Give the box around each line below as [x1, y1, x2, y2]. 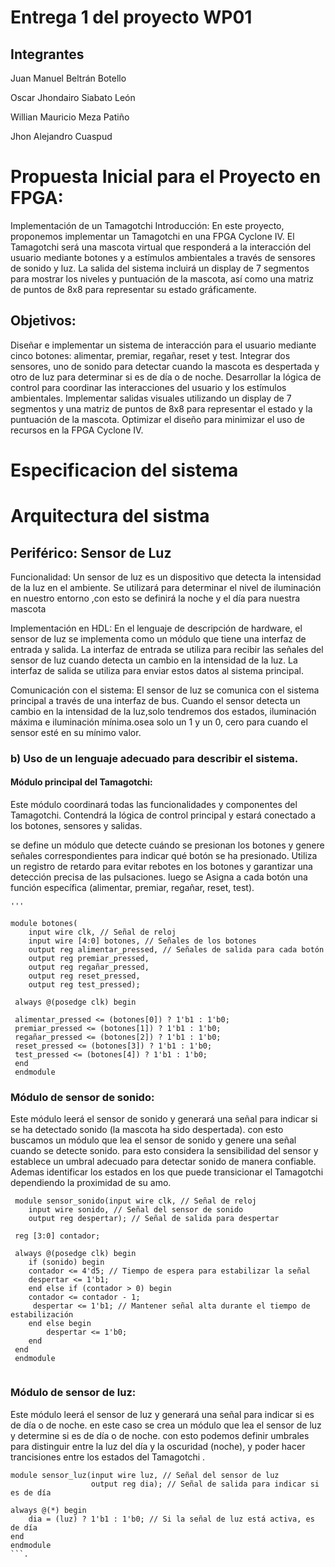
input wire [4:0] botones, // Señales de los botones [28, 936, 257, 946]
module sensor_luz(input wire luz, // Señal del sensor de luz [10, 1470, 280, 1480]
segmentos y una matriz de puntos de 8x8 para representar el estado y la [10, 402, 313, 415]
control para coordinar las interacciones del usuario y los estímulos [10, 381, 287, 393]
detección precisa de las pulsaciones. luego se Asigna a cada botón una [10, 871, 308, 883]
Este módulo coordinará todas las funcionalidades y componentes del [10, 799, 298, 811]
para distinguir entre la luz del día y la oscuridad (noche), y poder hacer [10, 1440, 306, 1452]
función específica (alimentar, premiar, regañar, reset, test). [10, 882, 255, 894]
